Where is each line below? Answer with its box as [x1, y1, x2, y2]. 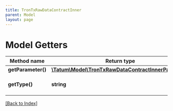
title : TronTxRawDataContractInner [5, 7, 82, 13]
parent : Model [5, 12, 36, 17]
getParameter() [8, 66, 46, 73]
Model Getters [5, 39, 68, 51]
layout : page [5, 17, 33, 22]
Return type [105, 57, 135, 64]
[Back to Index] [5, 100, 38, 106]
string [51, 81, 66, 88]
